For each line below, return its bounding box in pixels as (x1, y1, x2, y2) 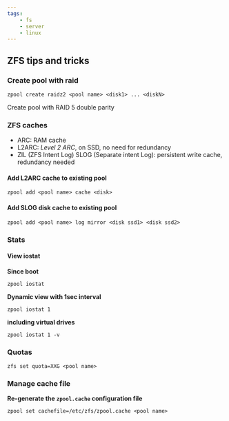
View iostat (7, 252, 41, 260)
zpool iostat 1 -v (7, 331, 60, 338)
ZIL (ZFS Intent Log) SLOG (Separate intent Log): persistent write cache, (17, 151, 223, 159)
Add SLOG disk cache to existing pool (7, 204, 117, 212)
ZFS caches (7, 120, 48, 130)
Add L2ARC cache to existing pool (7, 174, 107, 182)
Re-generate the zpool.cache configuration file (7, 394, 143, 403)
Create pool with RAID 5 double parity (7, 103, 115, 111)
